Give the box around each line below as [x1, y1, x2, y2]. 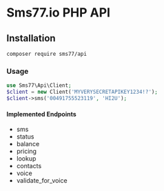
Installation [6, 32, 56, 44]
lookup [16, 154, 37, 163]
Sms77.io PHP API [6, 5, 111, 21]
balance [16, 140, 40, 148]
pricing [16, 147, 37, 156]
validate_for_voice [16, 177, 68, 185]
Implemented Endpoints [6, 110, 76, 118]
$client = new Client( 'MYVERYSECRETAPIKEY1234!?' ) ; [6, 88, 158, 96]
